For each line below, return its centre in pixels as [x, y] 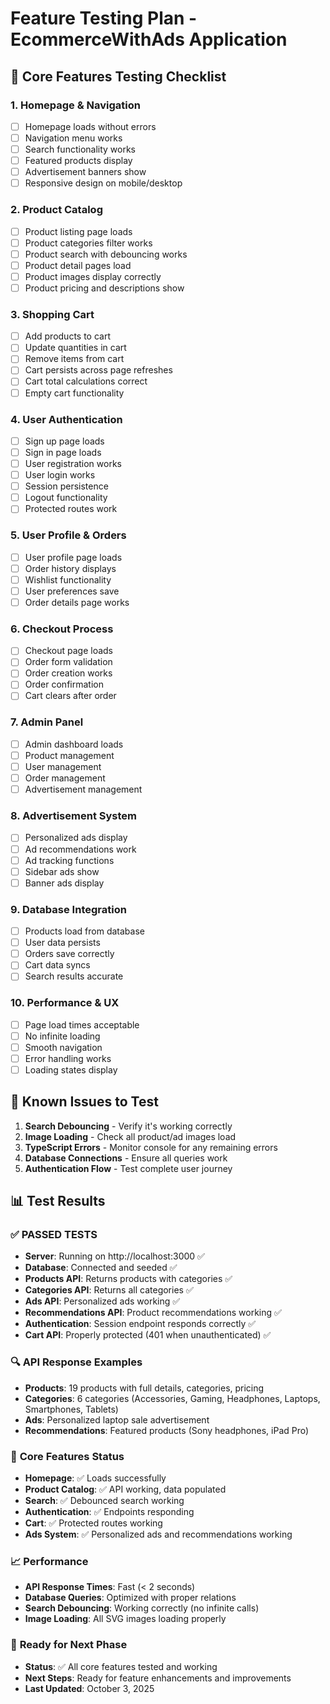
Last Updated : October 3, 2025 [89, 1688]
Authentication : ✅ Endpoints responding [109, 1512]
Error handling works [68, 1058]
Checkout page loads [69, 651]
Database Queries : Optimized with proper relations [130, 1598]
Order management [65, 778]
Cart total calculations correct [86, 381]
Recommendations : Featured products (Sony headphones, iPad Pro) [167, 1430]
